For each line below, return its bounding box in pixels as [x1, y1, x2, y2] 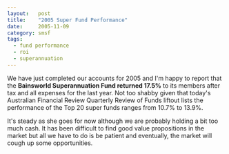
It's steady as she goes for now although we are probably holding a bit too [7, 117, 219, 125]
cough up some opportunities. [7, 139, 93, 147]
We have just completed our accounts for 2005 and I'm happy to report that [7, 74, 222, 82]
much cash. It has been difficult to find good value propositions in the [7, 124, 205, 132]
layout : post [7, 10, 51, 17]
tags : [7, 36, 23, 43]
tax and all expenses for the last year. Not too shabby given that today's [7, 88, 211, 97]
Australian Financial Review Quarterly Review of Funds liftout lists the [7, 96, 203, 104]
